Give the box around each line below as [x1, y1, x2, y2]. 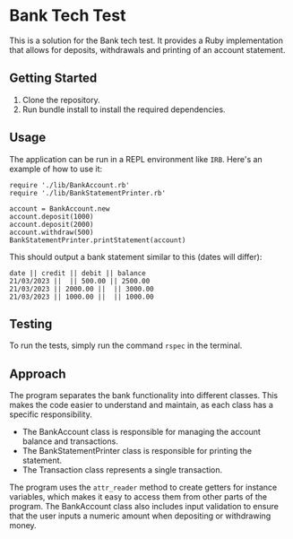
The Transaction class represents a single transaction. [22, 465, 223, 475]
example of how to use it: [9, 163, 103, 174]
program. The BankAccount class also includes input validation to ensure [9, 501, 280, 512]
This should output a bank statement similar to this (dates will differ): [9, 251, 263, 262]
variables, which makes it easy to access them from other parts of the [9, 491, 267, 502]
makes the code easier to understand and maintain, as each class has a [9, 400, 273, 411]
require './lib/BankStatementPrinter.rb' [9, 188, 167, 197]
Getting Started [9, 71, 98, 86]
